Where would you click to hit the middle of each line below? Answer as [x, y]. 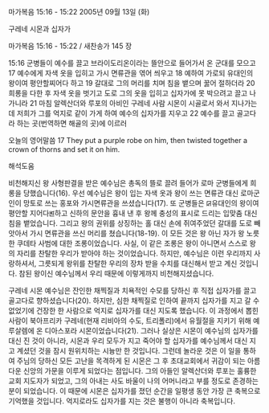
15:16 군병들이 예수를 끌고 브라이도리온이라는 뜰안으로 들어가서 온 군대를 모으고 [132, 63]
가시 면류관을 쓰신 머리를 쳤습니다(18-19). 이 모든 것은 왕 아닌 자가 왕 [137, 233]
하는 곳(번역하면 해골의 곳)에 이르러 [71, 123]
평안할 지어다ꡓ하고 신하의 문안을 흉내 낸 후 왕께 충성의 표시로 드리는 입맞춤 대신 [133, 213]
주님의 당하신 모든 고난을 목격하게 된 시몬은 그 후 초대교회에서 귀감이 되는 [131, 361]
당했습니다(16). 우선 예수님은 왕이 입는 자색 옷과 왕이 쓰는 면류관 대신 [131, 193]
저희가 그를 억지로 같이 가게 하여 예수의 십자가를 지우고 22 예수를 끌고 [126, 113]
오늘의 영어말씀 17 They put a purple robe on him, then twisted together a [128, 140]
